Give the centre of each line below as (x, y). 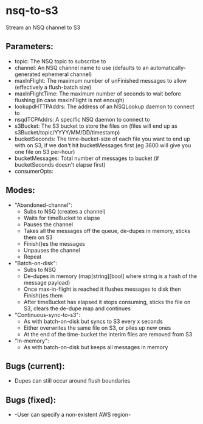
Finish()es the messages (54, 243)
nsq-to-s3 (32, 11)
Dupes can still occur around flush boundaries (72, 381)
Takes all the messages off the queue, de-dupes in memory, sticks (107, 231)
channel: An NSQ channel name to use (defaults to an (82, 68)
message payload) (47, 282)
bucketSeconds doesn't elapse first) (60, 164)
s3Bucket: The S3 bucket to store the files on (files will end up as (96, 126)
